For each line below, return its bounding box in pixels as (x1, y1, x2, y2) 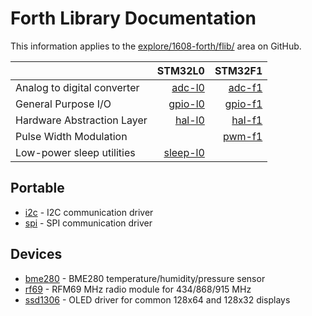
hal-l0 (174, 113, 205, 127)
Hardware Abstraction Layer (15, 113, 148, 127)
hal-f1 (231, 113, 263, 127)
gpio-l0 (168, 97, 205, 111)
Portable (10, 180, 65, 197)
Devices (10, 246, 63, 263)
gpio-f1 (224, 97, 263, 111)
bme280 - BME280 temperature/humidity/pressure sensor (24, 272, 266, 284)
